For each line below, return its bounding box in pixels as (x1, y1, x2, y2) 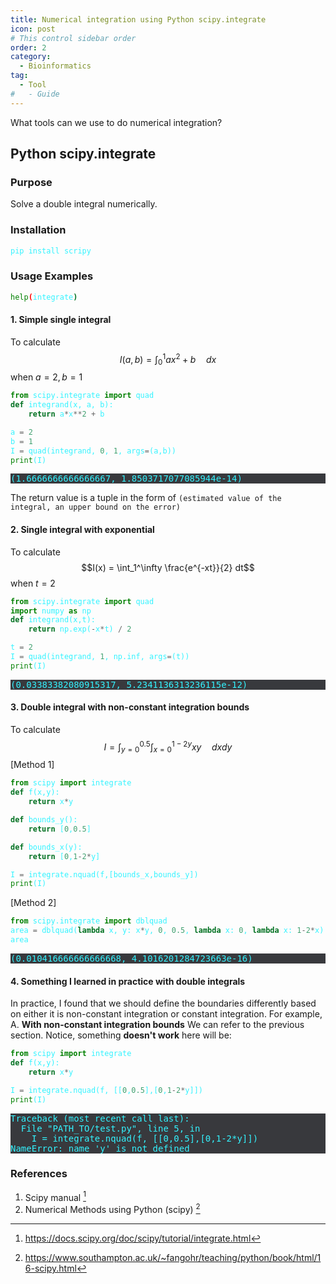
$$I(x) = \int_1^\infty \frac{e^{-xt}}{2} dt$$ (81, 561, 255, 573)
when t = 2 (10, 577, 56, 589)
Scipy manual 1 (24, 1189, 87, 1203)
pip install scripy (10, 246, 92, 256)
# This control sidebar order (10, 33, 137, 43)
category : (10, 52, 52, 62)
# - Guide (10, 89, 60, 99)
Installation (10, 223, 67, 237)
